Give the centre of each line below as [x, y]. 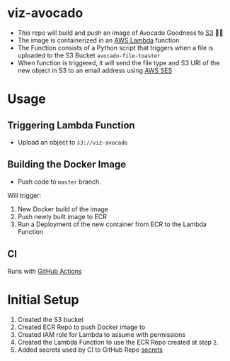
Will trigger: [24, 195]
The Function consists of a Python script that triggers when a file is [115, 48]
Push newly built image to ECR [62, 216]
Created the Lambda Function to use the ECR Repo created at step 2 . [118, 342]
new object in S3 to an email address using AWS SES [95, 70]
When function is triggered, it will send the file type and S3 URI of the [119, 62]
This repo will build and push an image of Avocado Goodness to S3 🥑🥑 [120, 33]
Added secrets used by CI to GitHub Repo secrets [90, 350]
